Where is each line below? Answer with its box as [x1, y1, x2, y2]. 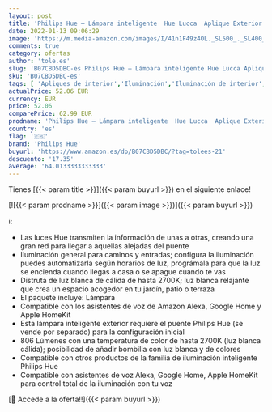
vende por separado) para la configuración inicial [19, 327, 185, 337]
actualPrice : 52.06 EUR [8, 87, 89, 96]
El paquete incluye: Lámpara [19, 293, 116, 303]
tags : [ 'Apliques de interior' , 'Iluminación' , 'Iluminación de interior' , [8, 79, 266, 87]
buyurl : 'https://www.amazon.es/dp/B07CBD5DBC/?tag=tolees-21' [8, 147, 227, 155]
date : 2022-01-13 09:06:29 [8, 27, 100, 35]
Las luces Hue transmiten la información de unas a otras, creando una [19, 232, 254, 243]
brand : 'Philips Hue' [8, 139, 82, 148]
